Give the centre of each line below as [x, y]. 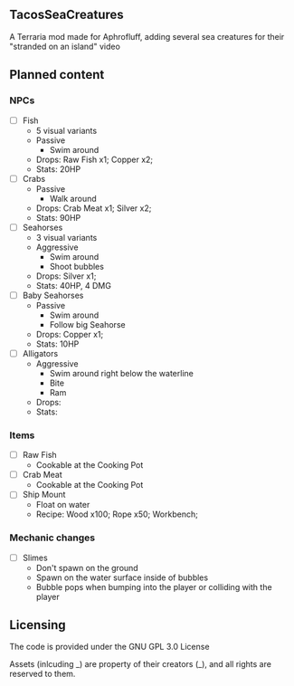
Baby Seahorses [53, 295]
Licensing [38, 625]
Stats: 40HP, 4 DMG [73, 285]
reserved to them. [43, 674]
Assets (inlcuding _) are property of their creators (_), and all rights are [140, 664]
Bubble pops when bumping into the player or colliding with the [154, 586]
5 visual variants [66, 130]
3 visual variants [66, 237]
